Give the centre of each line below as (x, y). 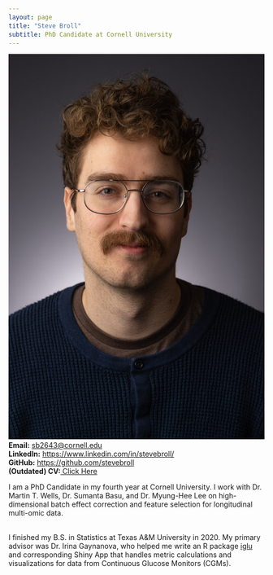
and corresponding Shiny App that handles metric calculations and (120, 555)
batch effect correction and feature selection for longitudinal (152, 504)
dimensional (29, 504)
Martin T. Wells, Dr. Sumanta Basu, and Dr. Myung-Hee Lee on (113, 496)
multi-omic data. (36, 513)
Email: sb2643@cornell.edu (56, 446)
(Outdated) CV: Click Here (53, 472)
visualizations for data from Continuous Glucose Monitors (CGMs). (120, 564)
